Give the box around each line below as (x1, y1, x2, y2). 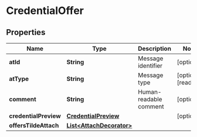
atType (9, 75, 29, 83)
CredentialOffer (6, 4, 84, 17)
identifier (137, 62, 163, 69)
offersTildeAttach (9, 121, 59, 129)
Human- (137, 88, 162, 96)
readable (137, 95, 162, 103)
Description (137, 45, 172, 52)
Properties (6, 27, 46, 37)
